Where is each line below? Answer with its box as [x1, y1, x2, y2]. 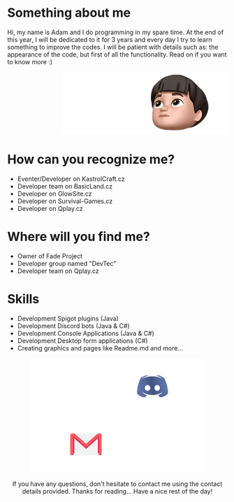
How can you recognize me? [7, 152, 175, 168]
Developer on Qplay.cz [17, 204, 84, 212]
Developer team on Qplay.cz [17, 267, 99, 275]
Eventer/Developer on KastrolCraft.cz [17, 175, 126, 183]
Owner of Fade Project [17, 251, 83, 260]
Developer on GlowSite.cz [17, 189, 92, 198]
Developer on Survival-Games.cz [17, 197, 113, 205]
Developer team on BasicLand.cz [17, 182, 113, 190]
